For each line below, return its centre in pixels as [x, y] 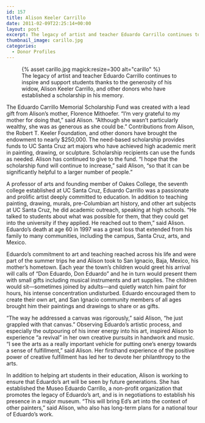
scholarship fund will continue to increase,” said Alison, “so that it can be [98, 165]
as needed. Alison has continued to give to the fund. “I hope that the [92, 159]
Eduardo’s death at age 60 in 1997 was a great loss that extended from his [99, 229]
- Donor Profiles [34, 52]
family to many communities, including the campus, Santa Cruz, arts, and [98, 235]
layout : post [23, 29]
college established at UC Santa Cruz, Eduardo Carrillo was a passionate [98, 190]
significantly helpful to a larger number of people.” [70, 172]
